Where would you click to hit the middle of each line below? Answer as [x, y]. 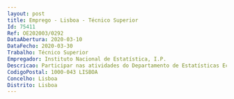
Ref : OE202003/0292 [36, 33]
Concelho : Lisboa [32, 78]
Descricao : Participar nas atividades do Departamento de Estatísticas [113, 66]
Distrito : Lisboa [32, 85]
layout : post [26, 14]
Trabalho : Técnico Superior [48, 53]
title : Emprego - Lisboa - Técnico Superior [73, 20]
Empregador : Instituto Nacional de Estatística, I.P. [87, 59]
